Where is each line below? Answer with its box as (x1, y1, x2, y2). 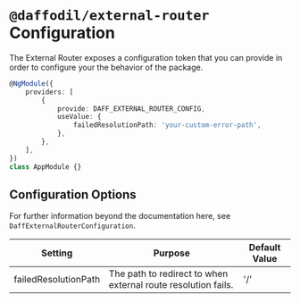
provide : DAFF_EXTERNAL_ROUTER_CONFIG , (56, 104, 205, 114)
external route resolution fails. (108, 279, 234, 291)
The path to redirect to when (108, 267, 229, 280)
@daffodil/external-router (9, 7, 210, 24)
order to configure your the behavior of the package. (9, 62, 204, 72)
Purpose (153, 247, 190, 259)
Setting (41, 247, 73, 259)
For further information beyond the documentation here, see (9, 211, 231, 222)
